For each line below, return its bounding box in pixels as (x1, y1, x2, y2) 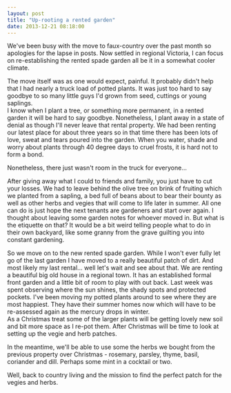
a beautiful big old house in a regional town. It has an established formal (7, 271, 212, 279)
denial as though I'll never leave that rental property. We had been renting (7, 121, 217, 130)
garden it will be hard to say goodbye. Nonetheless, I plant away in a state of (7, 114, 225, 122)
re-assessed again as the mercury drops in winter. (7, 308, 150, 316)
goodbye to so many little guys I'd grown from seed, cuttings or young (7, 92, 207, 100)
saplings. (7, 99, 33, 108)
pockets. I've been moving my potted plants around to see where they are (7, 293, 217, 301)
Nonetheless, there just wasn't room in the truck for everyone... (7, 163, 188, 172)
